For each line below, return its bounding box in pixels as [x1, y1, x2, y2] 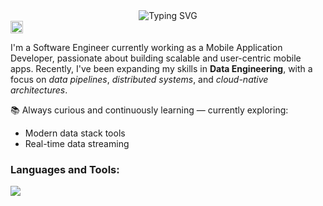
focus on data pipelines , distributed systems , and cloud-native [10, 74, 269, 85]
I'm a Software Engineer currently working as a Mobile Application [10, 42, 283, 53]
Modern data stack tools [24, 127, 126, 139]
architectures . [10, 84, 68, 96]
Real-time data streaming [24, 138, 130, 149]
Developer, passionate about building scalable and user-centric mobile [10, 52, 302, 64]
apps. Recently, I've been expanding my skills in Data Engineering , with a [10, 63, 313, 74]
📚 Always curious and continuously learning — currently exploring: [10, 104, 289, 116]
